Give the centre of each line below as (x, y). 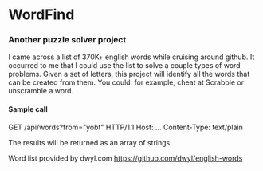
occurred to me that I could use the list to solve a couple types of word (124, 66)
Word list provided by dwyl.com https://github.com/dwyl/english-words (126, 158)
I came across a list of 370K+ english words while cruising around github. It (131, 57)
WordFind (41, 15)
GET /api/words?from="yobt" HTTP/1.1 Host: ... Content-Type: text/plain (126, 127)
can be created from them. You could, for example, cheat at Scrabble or (126, 82)
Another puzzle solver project (67, 40)
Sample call (28, 109)
